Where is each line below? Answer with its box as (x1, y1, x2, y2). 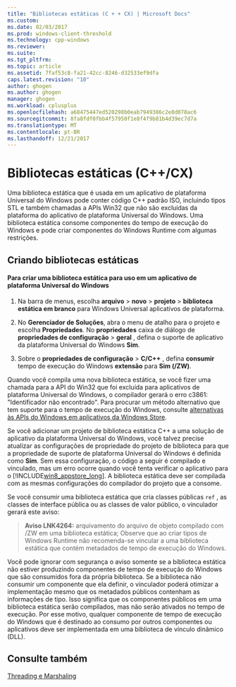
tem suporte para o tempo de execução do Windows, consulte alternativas (7, 405, 224, 413)
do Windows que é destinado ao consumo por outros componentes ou (7, 617, 213, 626)
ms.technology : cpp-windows (7, 37, 90, 44)
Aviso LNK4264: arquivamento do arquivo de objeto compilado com (24, 521, 224, 530)
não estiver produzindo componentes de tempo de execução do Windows (7, 565, 223, 573)
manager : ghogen (7, 96, 55, 103)
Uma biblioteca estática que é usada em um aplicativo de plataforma (7, 188, 206, 197)
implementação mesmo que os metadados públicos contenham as (7, 587, 201, 596)
